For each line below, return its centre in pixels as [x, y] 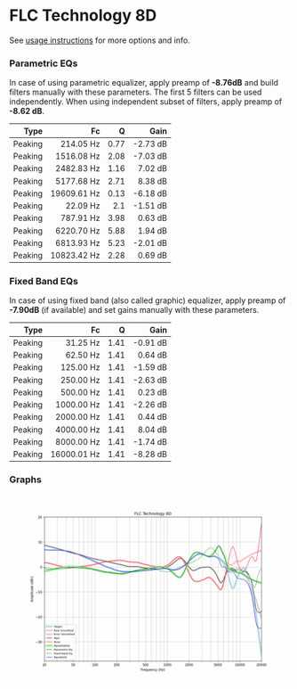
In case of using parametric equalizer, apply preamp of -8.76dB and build [144, 83]
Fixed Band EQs [44, 281]
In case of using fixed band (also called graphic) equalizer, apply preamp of [148, 300]
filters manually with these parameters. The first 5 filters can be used [136, 92]
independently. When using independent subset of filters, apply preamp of [146, 102]
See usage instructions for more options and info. [100, 40]
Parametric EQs [44, 63]
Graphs [25, 480]
